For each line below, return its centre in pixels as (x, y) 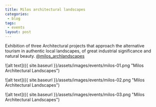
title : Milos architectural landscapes (45, 9)
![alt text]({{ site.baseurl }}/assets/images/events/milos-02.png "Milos (75, 80)
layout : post (18, 32)
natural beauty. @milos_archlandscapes (45, 56)
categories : (17, 14)
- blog (14, 18)
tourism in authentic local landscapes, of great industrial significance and (78, 51)
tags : (10, 23)
